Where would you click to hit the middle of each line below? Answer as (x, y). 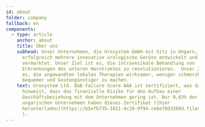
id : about (18, 12)
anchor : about (35, 40)
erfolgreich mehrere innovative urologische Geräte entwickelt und (110, 57)
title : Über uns (38, 46)
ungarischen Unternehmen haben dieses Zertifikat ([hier (96, 103)
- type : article (32, 35)
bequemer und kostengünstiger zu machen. (76, 80)
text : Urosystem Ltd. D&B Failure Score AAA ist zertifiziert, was (104, 86)
